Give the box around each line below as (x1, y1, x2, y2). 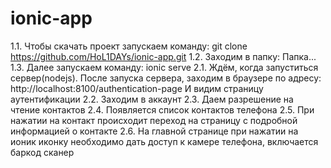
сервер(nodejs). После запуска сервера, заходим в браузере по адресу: (10, 72, 322, 84)
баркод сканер (10, 146, 75, 158)
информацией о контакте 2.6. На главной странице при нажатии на (10, 125, 299, 137)
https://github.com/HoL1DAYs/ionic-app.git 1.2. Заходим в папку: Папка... (10, 50, 317, 62)
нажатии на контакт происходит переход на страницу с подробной (10, 114, 298, 126)
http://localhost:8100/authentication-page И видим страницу (10, 82, 264, 94)
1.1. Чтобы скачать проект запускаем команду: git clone (10, 40, 248, 52)
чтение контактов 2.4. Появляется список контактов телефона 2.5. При (10, 103, 315, 116)
